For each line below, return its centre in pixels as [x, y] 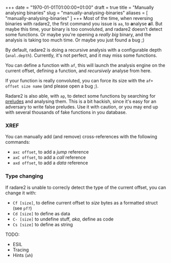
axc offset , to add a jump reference [51, 152]
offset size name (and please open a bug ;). [52, 86]
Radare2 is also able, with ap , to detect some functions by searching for [80, 96]
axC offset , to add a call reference [49, 158]
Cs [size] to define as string [43, 224]
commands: [18, 142]
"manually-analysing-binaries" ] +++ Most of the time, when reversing [79, 18]
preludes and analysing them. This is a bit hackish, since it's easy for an [81, 101]
